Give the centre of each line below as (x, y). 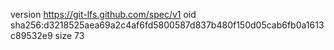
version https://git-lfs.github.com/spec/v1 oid (103, 14)
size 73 (69, 35)
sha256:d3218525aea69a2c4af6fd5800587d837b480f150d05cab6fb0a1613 (167, 25)
